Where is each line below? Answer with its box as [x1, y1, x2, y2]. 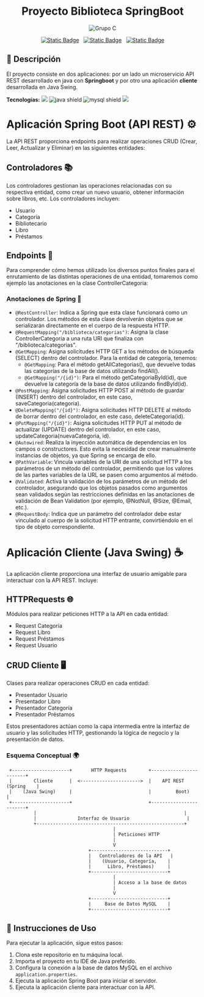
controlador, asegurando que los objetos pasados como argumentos [15, 484, 188, 491]
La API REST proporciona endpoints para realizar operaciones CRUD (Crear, [6, 138, 197, 145]
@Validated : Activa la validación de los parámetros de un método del [15, 477, 188, 485]
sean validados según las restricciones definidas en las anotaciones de [15, 490, 195, 498]
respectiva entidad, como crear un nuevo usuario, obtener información [6, 188, 184, 196]
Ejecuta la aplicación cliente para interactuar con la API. [15, 984, 156, 991]
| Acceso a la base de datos [112, 880, 188, 886]
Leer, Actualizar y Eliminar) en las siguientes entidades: [6, 144, 145, 151]
